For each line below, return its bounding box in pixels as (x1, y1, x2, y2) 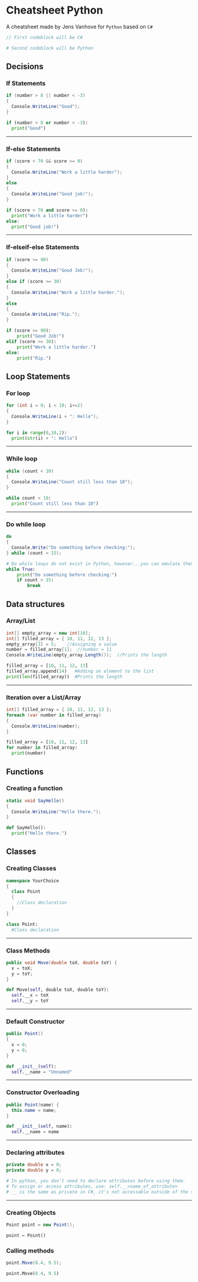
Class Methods (6, 946, 50, 954)
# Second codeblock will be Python (6, 45, 94, 51)
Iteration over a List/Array (6, 693, 81, 702)
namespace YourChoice (6, 877, 60, 883)
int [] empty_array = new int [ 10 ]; (6, 630, 91, 636)
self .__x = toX (11, 993, 49, 999)
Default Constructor (6, 1017, 65, 1025)
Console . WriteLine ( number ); (11, 723, 81, 729)
